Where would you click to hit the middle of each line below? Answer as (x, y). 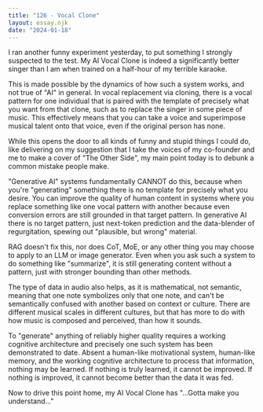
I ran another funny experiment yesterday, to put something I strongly (121, 53)
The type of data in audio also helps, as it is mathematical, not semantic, (125, 287)
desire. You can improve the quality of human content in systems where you (131, 198)
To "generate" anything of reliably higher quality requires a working (117, 336)
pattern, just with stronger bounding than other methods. (100, 272)
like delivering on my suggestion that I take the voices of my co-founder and (131, 149)
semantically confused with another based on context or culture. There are (129, 304)
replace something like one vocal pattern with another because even (119, 207)
